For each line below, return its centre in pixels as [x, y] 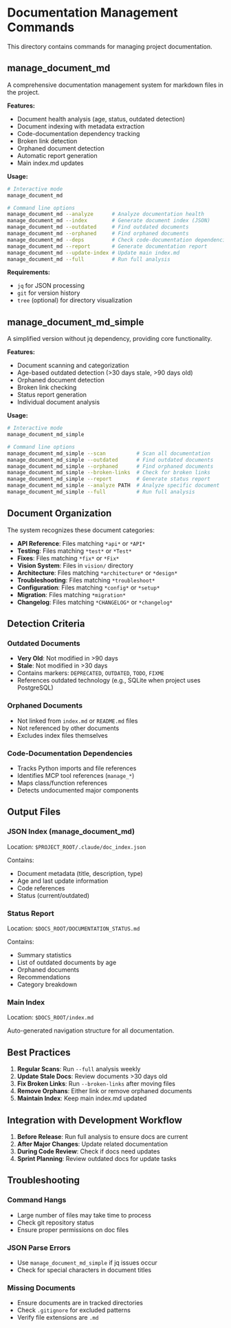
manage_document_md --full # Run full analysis [89, 259]
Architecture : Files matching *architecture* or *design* [97, 573]
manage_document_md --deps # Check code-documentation [100, 240]
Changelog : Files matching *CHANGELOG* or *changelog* [95, 602]
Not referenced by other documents [68, 728]
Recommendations [44, 977]
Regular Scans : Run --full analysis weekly [79, 1069]
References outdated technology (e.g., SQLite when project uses [109, 681]
